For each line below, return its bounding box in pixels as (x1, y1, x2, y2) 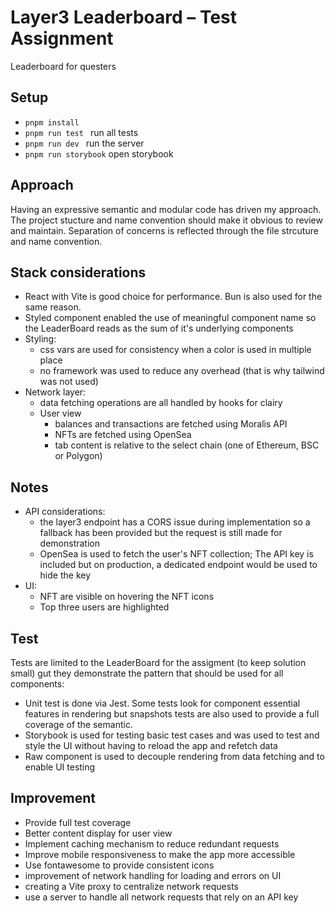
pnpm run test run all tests (24, 126, 139, 138)
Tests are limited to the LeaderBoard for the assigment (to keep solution (10, 657, 307, 668)
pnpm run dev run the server (24, 137, 145, 149)
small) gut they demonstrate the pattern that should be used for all (10, 667, 284, 679)
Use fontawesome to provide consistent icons (24, 859, 215, 871)
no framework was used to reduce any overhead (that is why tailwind (39, 365, 325, 377)
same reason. (24, 301, 82, 313)
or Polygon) (54, 450, 103, 462)
